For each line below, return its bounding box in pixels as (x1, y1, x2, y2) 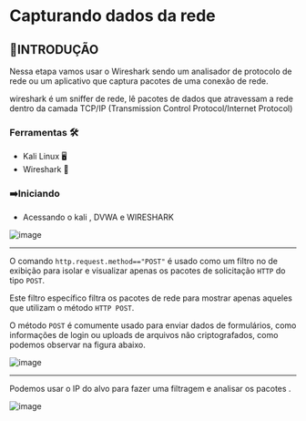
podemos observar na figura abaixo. (9, 339, 146, 350)
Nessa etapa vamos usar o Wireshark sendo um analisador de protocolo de (9, 66, 292, 77)
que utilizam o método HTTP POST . (9, 302, 135, 313)
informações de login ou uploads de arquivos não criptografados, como (9, 329, 279, 340)
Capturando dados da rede (9, 5, 216, 26)
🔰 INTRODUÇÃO (9, 42, 99, 57)
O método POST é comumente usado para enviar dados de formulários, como (9, 320, 297, 331)
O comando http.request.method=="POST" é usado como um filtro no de (9, 255, 279, 266)
